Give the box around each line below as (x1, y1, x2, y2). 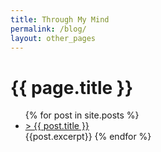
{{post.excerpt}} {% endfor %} (24, 131, 152, 143)
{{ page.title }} (10, 76, 134, 99)
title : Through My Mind (10, 14, 110, 25)
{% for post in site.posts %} (24, 109, 140, 121)
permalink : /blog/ (10, 24, 87, 34)
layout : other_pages (10, 33, 97, 43)
